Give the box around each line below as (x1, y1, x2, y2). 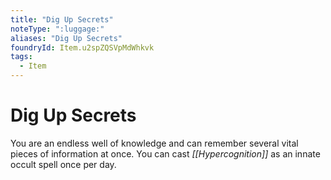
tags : (10, 52, 33, 62)
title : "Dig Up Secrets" (10, 14, 114, 25)
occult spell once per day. (10, 158, 117, 170)
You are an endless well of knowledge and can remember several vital (10, 137, 299, 149)
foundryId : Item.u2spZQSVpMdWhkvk (10, 42, 155, 53)
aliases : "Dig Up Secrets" (10, 33, 123, 43)
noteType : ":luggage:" (10, 24, 105, 34)
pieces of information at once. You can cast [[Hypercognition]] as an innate (10, 147, 321, 160)
